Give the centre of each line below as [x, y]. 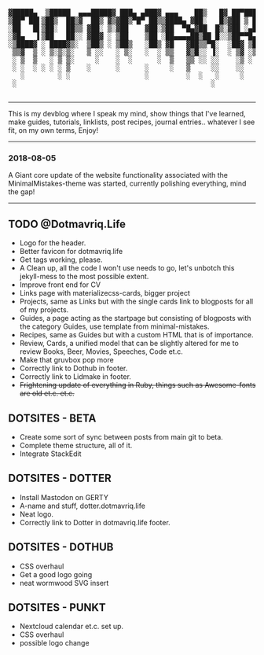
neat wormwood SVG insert [64, 583]
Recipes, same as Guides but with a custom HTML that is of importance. [136, 335]
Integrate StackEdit [50, 454]
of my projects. [44, 310]
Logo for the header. [53, 243]
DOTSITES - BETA [52, 418]
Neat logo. [36, 514]
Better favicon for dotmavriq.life [71, 252]
